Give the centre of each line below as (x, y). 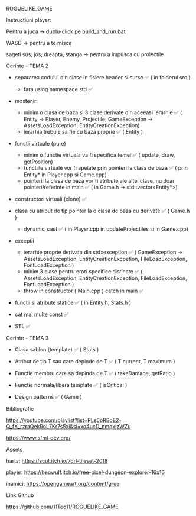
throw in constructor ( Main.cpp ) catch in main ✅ (84, 291)
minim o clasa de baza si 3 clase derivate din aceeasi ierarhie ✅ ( (103, 112)
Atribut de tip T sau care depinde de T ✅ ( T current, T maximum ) (95, 361)
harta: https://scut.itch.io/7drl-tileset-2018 (57, 461)
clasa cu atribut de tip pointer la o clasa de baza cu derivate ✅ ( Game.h (102, 211)
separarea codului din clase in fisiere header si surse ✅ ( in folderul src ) (102, 77)
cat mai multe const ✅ (42, 314)
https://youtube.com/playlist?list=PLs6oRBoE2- (64, 420)
